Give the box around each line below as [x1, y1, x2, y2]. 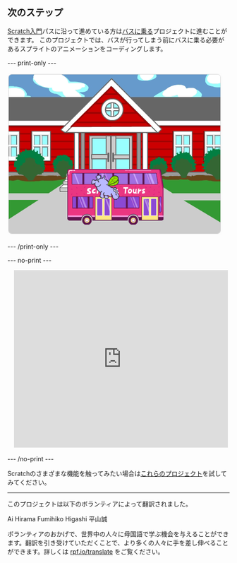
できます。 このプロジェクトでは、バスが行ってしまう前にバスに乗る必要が [7, 35, 224, 44]
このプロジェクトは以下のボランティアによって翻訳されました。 [7, 499, 193, 508]
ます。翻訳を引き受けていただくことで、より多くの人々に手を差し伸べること [7, 538, 229, 547]
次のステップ [7, 6, 63, 19]
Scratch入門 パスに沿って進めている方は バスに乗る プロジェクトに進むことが [7, 27, 228, 35]
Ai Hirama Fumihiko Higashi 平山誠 [7, 514, 108, 523]
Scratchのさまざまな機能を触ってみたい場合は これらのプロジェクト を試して [7, 469, 227, 478]
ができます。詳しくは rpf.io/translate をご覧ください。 [7, 547, 164, 556]
